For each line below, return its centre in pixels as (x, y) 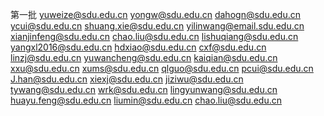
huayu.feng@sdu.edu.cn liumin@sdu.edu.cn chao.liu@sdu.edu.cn (146, 100)
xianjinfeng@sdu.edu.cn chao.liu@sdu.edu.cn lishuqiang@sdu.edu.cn (154, 36)
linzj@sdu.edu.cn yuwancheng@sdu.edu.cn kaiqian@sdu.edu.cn (144, 57)
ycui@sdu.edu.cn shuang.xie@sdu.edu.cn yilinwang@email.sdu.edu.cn (157, 26)
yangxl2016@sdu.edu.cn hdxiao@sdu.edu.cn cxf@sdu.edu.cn (138, 47)
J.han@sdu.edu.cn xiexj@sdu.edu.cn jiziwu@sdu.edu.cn (127, 79)
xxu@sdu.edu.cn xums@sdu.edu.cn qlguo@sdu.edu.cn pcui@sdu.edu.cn (162, 68)
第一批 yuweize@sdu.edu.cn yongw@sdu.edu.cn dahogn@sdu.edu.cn (156, 14)
